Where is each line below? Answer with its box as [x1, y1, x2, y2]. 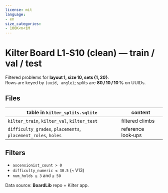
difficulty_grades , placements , [7, 125, 81, 132]
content [131, 109, 150, 116]
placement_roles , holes [7, 132, 62, 139]
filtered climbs [121, 117, 155, 124]
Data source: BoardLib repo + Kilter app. [5, 182, 89, 188]
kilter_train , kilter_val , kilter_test [7, 117, 98, 124]
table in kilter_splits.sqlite [26, 109, 97, 116]
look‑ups [121, 132, 142, 139]
